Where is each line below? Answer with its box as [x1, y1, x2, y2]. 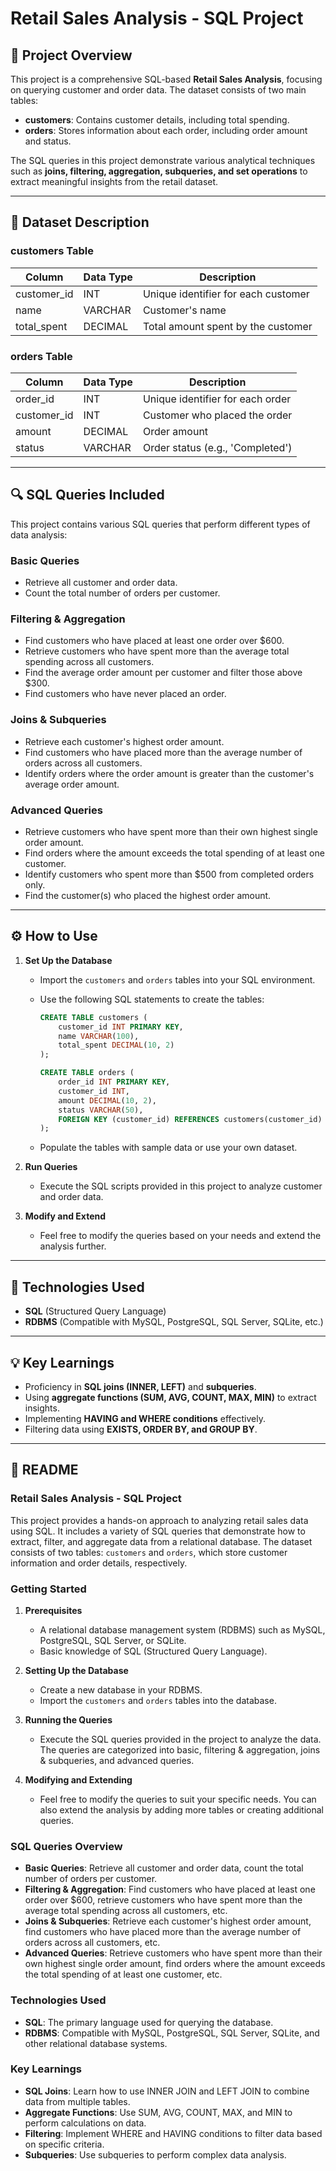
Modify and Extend [24, 1210, 107, 1222]
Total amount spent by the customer [142, 319, 313, 333]
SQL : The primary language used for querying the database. [24, 2016, 274, 2028]
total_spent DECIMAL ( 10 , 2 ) [58, 1040, 175, 1051]
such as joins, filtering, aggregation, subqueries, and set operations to [10, 165, 308, 177]
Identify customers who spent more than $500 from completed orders [24, 868, 315, 880]
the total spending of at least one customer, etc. [24, 1968, 223, 1981]
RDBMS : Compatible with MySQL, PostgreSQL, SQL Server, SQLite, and [24, 2027, 320, 2039]
